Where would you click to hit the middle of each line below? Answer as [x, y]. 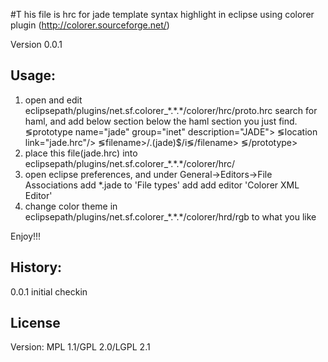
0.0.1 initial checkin [49, 291]
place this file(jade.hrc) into [81, 153]
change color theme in [71, 206]
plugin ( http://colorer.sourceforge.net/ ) [90, 25]
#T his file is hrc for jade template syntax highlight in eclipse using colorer [162, 14]
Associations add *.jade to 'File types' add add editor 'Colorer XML [162, 185]
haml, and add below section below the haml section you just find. [161, 121]
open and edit [53, 100]
